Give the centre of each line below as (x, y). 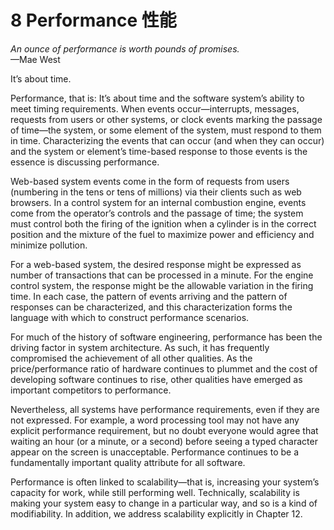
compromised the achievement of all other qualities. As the (131, 358)
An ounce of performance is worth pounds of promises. (125, 48)
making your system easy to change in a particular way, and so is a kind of (164, 503)
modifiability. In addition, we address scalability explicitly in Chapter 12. (156, 513)
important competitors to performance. (91, 390)
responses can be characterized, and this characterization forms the (151, 307)
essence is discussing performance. (85, 162)
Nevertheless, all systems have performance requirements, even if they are (165, 409)
